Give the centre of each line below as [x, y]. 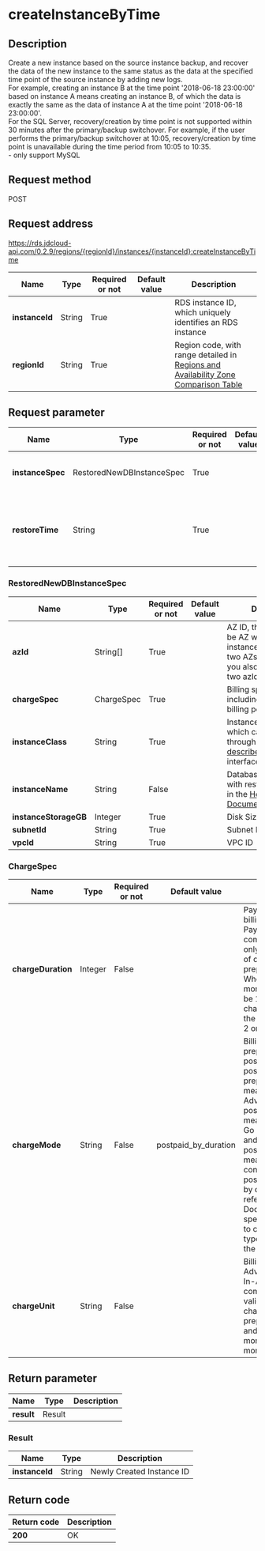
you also [243, 666]
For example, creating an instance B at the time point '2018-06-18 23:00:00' [132, 88]
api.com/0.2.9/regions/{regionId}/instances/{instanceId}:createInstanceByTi [132, 251]
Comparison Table [209, 384]
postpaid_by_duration [196, 1145]
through [241, 742]
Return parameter [52, 1378]
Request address [51, 224]
